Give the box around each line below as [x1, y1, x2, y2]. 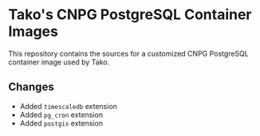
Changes [8, 80, 54, 94]
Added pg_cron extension [19, 110, 104, 119]
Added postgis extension [19, 118, 104, 128]
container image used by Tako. [8, 57, 110, 67]
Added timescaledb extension [19, 101, 118, 111]
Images [8, 22, 58, 41]
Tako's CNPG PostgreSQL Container [8, 6, 252, 24]
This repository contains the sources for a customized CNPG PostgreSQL [8, 49, 249, 58]
